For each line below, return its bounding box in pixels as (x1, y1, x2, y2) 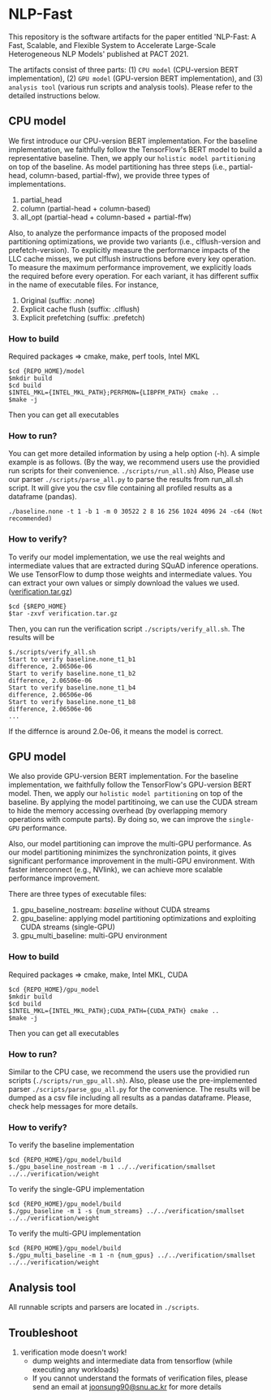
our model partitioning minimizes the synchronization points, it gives (8, 847, 237, 858)
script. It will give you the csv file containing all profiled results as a (8, 483, 233, 493)
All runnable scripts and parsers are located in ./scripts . (8, 1302, 200, 1312)
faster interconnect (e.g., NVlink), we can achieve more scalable (8, 865, 223, 875)
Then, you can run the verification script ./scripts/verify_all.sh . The (8, 624, 245, 633)
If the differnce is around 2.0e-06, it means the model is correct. (8, 726, 223, 736)
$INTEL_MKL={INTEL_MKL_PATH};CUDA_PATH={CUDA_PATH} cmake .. (8, 1007, 220, 1015)
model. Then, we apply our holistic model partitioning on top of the (8, 789, 243, 798)
